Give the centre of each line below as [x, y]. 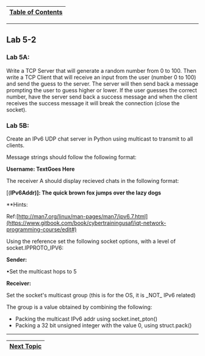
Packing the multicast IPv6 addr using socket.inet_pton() [86, 319]
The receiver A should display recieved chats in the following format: [93, 180]
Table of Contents [36, 12]
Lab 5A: [18, 57]
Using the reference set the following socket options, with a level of [91, 241]
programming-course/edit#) [42, 229]
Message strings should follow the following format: [71, 157]
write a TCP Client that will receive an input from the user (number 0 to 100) [101, 77]
